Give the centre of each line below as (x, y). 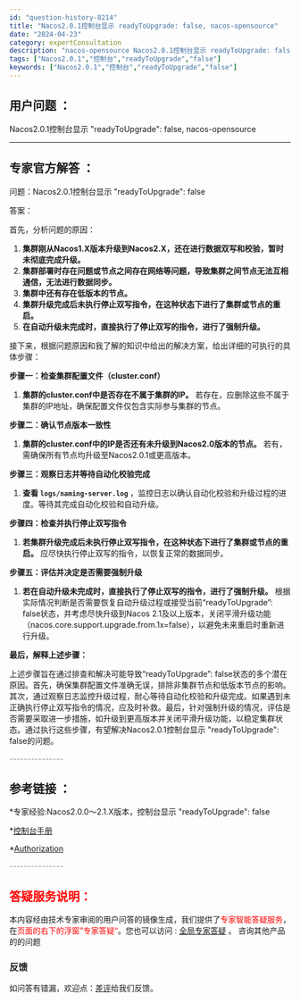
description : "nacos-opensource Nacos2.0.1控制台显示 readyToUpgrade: (140, 51)
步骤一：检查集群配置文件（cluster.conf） (87, 375)
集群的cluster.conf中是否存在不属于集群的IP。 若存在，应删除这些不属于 (156, 395)
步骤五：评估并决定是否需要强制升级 (76, 572)
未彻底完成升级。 (54, 259)
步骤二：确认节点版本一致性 (60, 424)
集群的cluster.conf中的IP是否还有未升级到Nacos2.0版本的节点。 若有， (154, 444)
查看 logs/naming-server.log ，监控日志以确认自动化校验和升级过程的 (150, 493)
